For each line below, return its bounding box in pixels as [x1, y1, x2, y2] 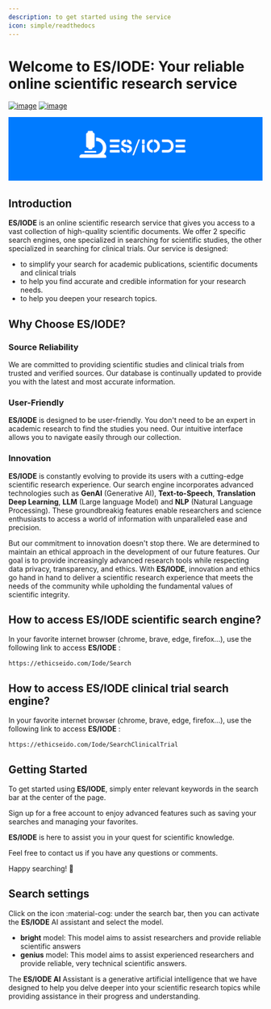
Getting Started [8, 763, 88, 777]
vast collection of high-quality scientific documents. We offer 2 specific [8, 227, 246, 237]
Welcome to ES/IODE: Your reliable [8, 57, 244, 76]
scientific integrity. [8, 589, 70, 599]
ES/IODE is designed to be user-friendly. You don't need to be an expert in [8, 416, 256, 425]
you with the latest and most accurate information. [8, 376, 176, 387]
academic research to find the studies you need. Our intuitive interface [8, 424, 244, 433]
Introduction [8, 196, 73, 210]
